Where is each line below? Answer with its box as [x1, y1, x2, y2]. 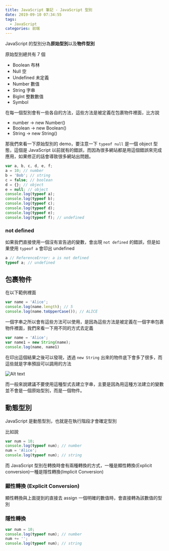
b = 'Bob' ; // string [5, 172, 51, 178]
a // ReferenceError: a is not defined [5, 255, 89, 260]
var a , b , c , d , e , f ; [5, 163, 53, 169]
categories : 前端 [5, 26, 40, 31]
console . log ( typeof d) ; [5, 206, 55, 211]
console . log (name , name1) [5, 344, 59, 349]
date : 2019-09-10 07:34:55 [5, 12, 62, 17]
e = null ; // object [5, 187, 49, 192]
